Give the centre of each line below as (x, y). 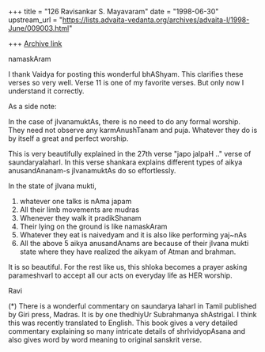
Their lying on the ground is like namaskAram (93, 226)
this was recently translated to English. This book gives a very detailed (123, 323)
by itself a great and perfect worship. (68, 138)
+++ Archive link (35, 44)
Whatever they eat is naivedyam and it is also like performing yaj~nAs (133, 235)
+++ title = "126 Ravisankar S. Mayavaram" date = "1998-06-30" (114, 11)
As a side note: (32, 106)
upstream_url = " (36, 20)
